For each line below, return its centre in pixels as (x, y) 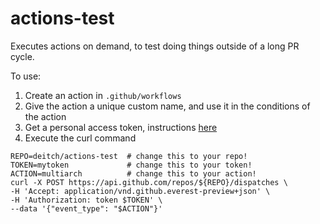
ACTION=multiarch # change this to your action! (133, 173)
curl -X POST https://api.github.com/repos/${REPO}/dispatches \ (149, 182)
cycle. (22, 56)
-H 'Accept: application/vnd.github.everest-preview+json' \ (140, 191)
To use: (26, 76)
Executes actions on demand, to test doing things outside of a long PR (155, 46)
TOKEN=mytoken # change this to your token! (131, 165)
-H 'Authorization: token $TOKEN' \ (86, 200)
